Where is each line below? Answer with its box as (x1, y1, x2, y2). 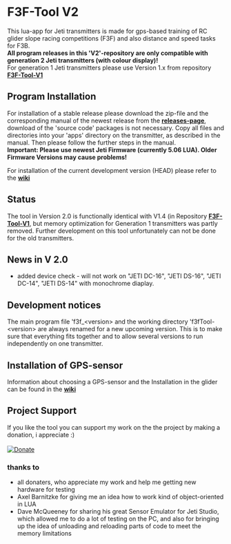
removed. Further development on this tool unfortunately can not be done (7, 227, 216, 235)
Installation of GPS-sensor (7, 359, 123, 371)
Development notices (7, 299, 101, 311)
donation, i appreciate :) (7, 430, 75, 439)
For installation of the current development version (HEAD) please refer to (7, 166, 217, 174)
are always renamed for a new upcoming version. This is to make (37, 325, 223, 333)
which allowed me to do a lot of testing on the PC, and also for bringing (17, 514, 219, 523)
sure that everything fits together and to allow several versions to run (7, 332, 203, 341)
